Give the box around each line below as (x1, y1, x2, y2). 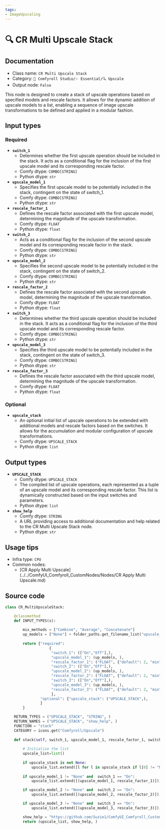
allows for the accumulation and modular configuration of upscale (19, 428, 153, 434)
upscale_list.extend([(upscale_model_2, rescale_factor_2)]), (31, 792, 162, 797)
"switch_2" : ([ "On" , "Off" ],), (51, 664, 113, 669)
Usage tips (5, 543, 39, 552)
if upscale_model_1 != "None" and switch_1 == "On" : (23, 774, 135, 779)
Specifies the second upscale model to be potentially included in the (19, 263, 158, 269)
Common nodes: (12, 561, 46, 568)
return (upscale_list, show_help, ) (23, 819, 98, 824)
